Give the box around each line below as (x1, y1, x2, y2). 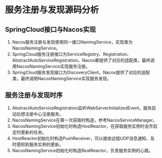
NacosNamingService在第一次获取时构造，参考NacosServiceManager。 (12, 117, 157, 123)
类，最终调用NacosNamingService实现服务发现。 (12, 76, 111, 81)
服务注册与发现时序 (5, 91, 63, 100)
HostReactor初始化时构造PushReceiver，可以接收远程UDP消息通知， (12, 135, 151, 141)
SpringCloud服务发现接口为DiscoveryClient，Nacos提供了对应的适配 (12, 70, 150, 75)
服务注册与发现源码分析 (5, 4, 99, 16)
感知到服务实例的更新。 (16, 141, 64, 147)
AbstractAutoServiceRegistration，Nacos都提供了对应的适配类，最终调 (12, 57, 155, 63)
